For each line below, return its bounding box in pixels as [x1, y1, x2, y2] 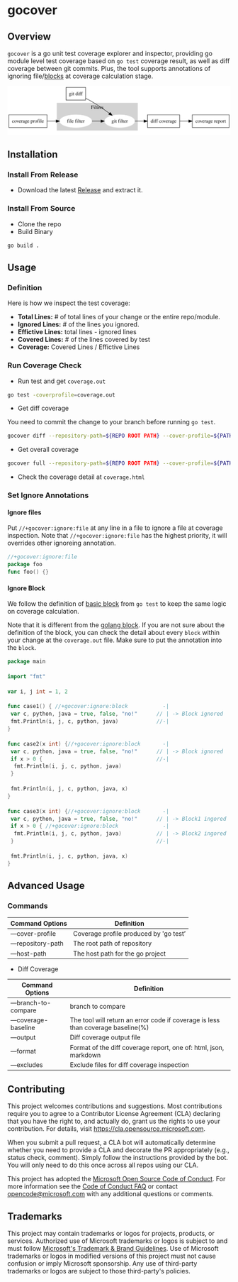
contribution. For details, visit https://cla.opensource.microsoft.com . [7, 1124, 206, 1133]
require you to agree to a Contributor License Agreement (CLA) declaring [7, 1110, 221, 1118]
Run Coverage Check [7, 360, 82, 370]
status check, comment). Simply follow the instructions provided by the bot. [7, 1154, 229, 1162]
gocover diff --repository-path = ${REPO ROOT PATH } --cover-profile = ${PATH [7, 432, 233, 440]
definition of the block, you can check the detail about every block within [7, 629, 220, 637]
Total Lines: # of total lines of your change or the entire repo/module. [17, 313, 221, 321]
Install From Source [7, 204, 76, 214]
